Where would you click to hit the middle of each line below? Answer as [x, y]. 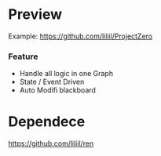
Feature [23, 56]
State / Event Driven [52, 82]
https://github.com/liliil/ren [51, 143]
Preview [35, 15]
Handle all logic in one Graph [66, 74]
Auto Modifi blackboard [58, 90]
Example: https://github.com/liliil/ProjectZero [80, 36]
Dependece [47, 122]
